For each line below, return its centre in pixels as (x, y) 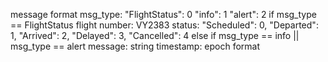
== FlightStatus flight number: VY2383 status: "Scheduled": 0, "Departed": (164, 25)
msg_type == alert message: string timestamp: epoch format (135, 46)
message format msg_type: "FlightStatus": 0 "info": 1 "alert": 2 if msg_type (163, 14)
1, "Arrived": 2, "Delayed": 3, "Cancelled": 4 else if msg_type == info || (155, 35)
